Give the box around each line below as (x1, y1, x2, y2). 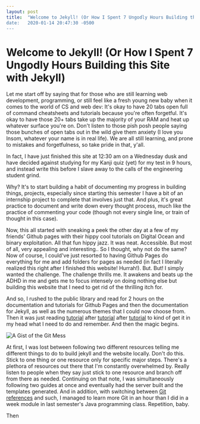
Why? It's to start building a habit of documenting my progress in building (6, 183, 186, 191)
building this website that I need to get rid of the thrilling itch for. (6, 284, 164, 291)
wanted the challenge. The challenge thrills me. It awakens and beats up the (6, 271, 193, 278)
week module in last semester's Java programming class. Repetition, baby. (6, 401, 189, 408)
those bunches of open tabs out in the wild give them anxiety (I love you (6, 129, 183, 136)
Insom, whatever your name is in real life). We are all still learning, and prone (6, 135, 193, 142)
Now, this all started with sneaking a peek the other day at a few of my (6, 227, 179, 234)
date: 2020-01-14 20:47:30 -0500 (6, 20, 95, 26)
